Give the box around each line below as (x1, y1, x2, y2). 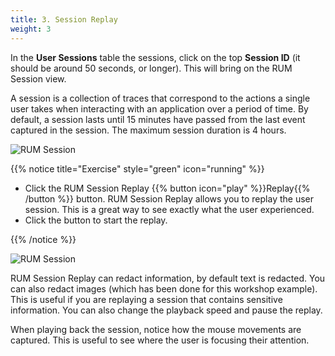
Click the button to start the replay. (24, 214, 168, 226)
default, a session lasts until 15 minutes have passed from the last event (10, 113, 306, 125)
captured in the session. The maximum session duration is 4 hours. (10, 124, 287, 136)
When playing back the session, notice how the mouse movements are (10, 323, 302, 335)
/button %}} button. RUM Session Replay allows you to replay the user (24, 192, 315, 205)
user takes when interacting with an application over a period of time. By (10, 102, 309, 115)
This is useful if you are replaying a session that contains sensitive (10, 293, 283, 305)
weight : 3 (10, 24, 52, 34)
